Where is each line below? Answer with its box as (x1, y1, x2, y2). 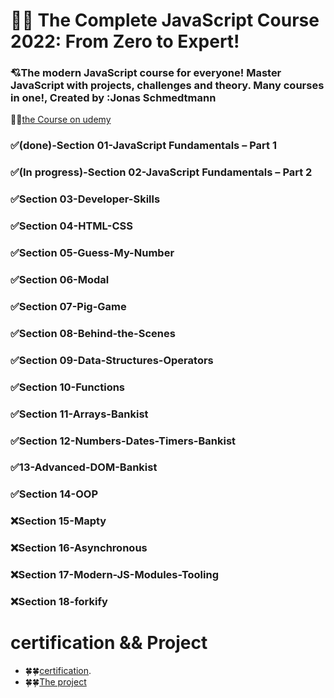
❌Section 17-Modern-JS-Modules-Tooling (10, 568, 220, 582)
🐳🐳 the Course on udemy (10, 114, 112, 126)
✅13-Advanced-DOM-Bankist (10, 460, 158, 474)
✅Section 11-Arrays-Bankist (10, 407, 149, 421)
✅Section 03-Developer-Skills (10, 192, 161, 206)
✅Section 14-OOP (10, 487, 99, 501)
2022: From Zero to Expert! (10, 30, 240, 53)
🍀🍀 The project (24, 676, 87, 688)
